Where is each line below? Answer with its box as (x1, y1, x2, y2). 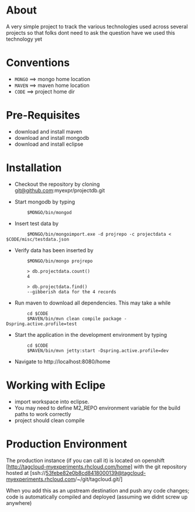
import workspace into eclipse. (14, 398, 90, 405)
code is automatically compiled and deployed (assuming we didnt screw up (6, 493, 188, 500)
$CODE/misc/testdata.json (6, 236, 69, 242)
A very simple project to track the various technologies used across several (6, 23, 189, 30)
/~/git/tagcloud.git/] (75, 476, 123, 483)
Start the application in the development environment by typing (14, 331, 167, 338)
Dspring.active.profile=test (6, 321, 77, 327)
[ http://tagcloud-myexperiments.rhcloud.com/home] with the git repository (6, 463, 187, 470)
